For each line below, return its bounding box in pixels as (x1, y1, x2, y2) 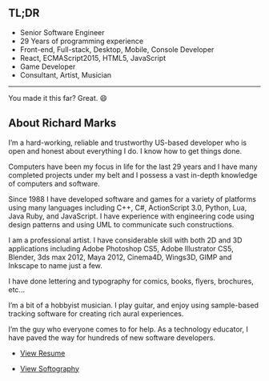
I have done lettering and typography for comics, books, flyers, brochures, (8, 276, 254, 286)
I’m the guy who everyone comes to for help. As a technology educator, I (8, 324, 248, 334)
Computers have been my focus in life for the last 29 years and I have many (8, 162, 258, 171)
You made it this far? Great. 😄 (8, 93, 108, 102)
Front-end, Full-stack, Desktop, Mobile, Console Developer (19, 44, 215, 54)
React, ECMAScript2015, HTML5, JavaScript (19, 53, 167, 62)
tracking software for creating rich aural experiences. (8, 308, 184, 319)
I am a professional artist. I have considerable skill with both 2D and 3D (8, 235, 243, 245)
